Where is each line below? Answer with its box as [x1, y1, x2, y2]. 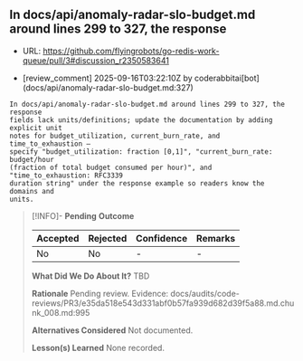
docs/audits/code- [170, 288, 240, 299]
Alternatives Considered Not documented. [31, 325, 194, 336]
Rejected [88, 232, 128, 244]
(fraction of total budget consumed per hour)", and [9, 163, 213, 172]
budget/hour [9, 155, 54, 164]
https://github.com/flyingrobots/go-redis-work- [43, 45, 220, 56]
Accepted [35, 232, 80, 244]
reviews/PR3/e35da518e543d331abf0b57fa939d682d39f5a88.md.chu [31, 298, 295, 309]
